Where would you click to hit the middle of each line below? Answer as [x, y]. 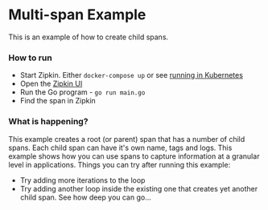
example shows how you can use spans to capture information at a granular [134, 156]
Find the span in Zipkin [58, 101]
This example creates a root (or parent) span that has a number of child [127, 139]
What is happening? [48, 122]
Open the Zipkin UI [51, 84]
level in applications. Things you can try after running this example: [120, 164]
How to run [30, 58]
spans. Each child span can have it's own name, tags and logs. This [120, 147]
